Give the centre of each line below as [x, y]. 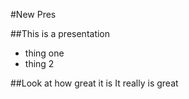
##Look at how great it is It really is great [94, 83]
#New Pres [33, 14]
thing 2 [39, 63]
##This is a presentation [60, 33]
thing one [44, 53]
